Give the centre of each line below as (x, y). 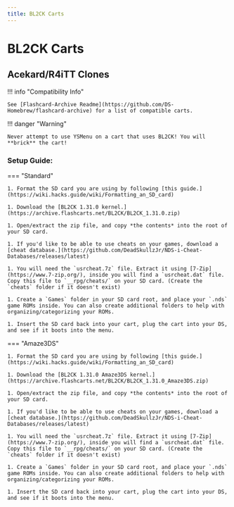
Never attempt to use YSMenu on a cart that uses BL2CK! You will (106, 137)
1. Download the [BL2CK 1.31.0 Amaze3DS (67, 375)
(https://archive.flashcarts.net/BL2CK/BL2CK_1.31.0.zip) (94, 213)
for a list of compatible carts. (144, 111)
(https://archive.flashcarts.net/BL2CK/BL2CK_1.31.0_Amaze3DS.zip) (108, 381)
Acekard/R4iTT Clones (59, 75)
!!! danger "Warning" (37, 123)
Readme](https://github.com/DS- (127, 104)
